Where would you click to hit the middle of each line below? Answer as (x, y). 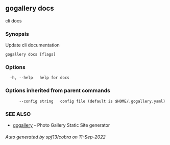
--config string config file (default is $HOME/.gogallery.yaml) (92, 101)
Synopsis (17, 34)
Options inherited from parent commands (58, 90)
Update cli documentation (32, 45)
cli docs (14, 20)
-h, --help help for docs (40, 78)
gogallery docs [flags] (31, 55)
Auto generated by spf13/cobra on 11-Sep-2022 (56, 137)
